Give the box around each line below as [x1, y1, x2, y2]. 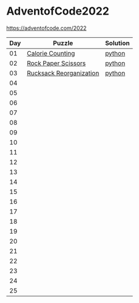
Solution [105, 38, 130, 47]
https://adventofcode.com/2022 [6, 24, 87, 32]
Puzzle [53, 38, 73, 47]
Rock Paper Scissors [27, 59, 86, 68]
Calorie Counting [27, 49, 75, 57]
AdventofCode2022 [6, 4, 109, 18]
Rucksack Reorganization [27, 69, 100, 77]
